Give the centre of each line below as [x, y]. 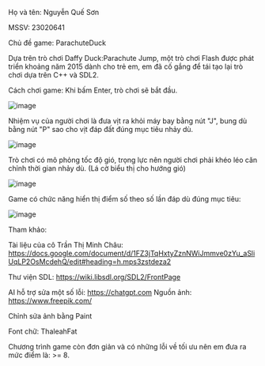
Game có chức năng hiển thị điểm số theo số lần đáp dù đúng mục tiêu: [125, 199]
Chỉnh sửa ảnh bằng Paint [50, 316]
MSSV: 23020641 [36, 27]
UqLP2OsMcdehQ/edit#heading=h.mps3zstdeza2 [90, 262]
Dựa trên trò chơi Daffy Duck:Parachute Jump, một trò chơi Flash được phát [131, 58]
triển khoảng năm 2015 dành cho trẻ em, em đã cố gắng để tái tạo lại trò [126, 66]
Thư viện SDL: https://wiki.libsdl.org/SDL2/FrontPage [95, 277]
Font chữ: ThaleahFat [43, 331]
